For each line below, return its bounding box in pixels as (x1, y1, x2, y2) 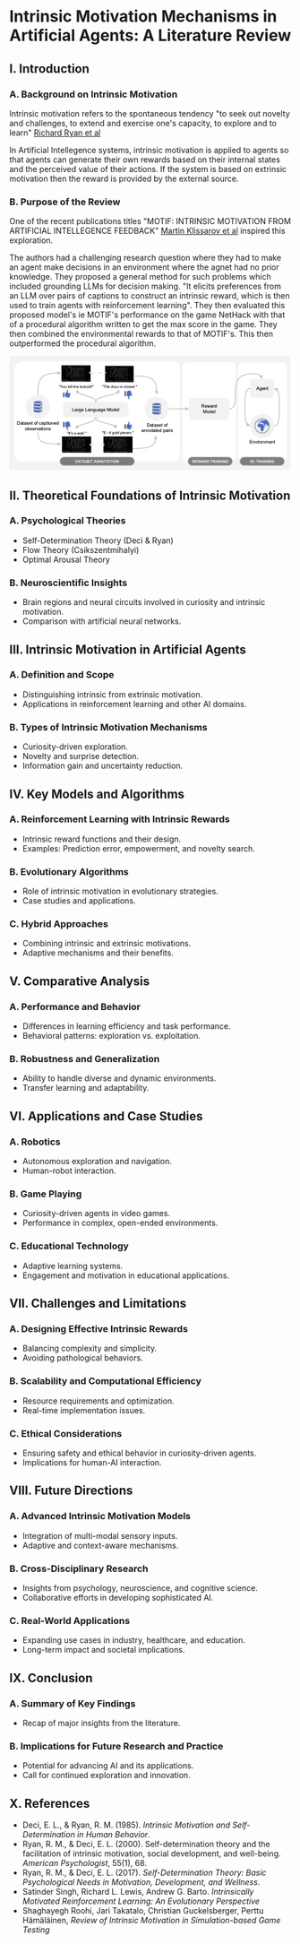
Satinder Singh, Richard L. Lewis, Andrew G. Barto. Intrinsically (21, 1887, 254, 1897)
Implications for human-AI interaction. (21, 1456, 162, 1467)
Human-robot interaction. (21, 1165, 116, 1176)
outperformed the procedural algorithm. (9, 338, 157, 349)
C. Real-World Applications (9, 1614, 131, 1627)
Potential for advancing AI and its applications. (21, 1760, 194, 1771)
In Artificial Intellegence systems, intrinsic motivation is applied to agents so (9, 144, 289, 155)
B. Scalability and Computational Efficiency (9, 1375, 201, 1387)
